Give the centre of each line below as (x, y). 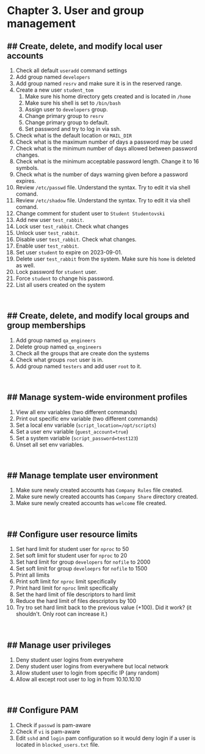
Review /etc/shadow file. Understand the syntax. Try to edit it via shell (103, 200)
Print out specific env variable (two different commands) (87, 418)
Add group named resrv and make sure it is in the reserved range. (99, 83)
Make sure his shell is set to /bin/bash (73, 103)
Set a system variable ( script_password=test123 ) (77, 438)
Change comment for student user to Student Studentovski (90, 213)
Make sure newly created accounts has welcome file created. (91, 503)
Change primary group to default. (67, 122)
